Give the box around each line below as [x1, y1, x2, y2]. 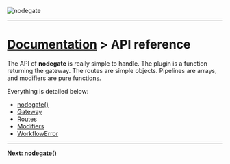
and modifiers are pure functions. [7, 74, 101, 82]
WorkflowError [16, 129, 59, 137]
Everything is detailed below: [7, 87, 89, 95]
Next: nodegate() [7, 149, 57, 157]
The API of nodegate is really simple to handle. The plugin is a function [7, 59, 207, 68]
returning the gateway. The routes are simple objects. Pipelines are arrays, [7, 66, 217, 74]
